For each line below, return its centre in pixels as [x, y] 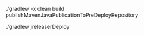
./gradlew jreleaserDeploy [38, 27]
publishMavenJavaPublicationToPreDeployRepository [72, 15]
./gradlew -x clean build [35, 9]
